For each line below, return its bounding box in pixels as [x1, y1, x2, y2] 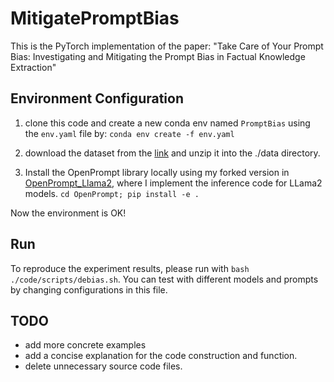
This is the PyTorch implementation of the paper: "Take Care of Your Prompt [10, 40, 324, 52]
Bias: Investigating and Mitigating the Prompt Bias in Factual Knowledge [10, 50, 306, 62]
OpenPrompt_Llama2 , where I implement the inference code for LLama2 [24, 177, 323, 189]
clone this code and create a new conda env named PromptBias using [24, 117, 311, 129]
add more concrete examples [24, 339, 147, 351]
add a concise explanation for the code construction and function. [24, 350, 298, 362]
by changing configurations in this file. [10, 283, 168, 296]
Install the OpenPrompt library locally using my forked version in [24, 166, 290, 178]
